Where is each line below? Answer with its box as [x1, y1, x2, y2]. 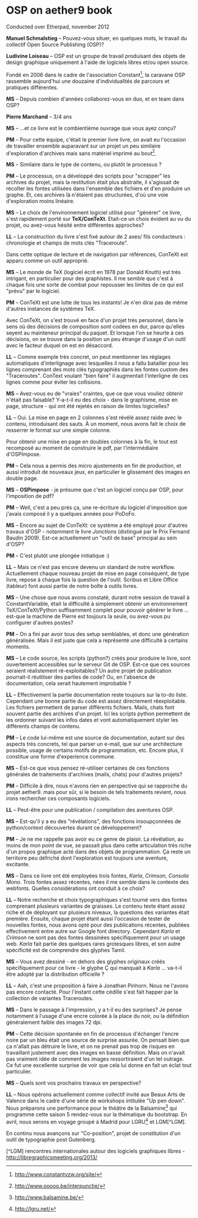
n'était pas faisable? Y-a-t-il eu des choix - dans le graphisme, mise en [6, 396, 178, 403]
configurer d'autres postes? [6, 619, 74, 626]
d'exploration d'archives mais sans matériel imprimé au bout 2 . [6, 149, 157, 157]
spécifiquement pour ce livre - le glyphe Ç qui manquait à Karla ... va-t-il [6, 965, 183, 972]
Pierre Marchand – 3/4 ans [6, 113, 72, 120]
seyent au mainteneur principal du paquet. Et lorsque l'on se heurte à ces [6, 329, 184, 336]
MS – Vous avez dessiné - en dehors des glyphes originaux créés [6, 958, 166, 965]
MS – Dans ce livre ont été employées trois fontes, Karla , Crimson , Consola [6, 872, 189, 879]
